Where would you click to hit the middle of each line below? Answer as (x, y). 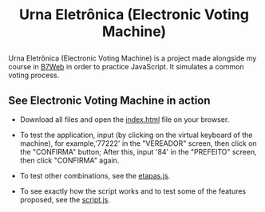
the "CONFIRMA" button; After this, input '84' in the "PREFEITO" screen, (138, 152)
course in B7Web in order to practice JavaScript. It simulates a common (126, 67)
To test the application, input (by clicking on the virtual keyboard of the (136, 135)
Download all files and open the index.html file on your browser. (125, 120)
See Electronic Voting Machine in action (109, 100)
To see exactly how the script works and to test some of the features (132, 191)
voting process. (34, 75)
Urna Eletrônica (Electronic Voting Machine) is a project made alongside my (132, 58)
